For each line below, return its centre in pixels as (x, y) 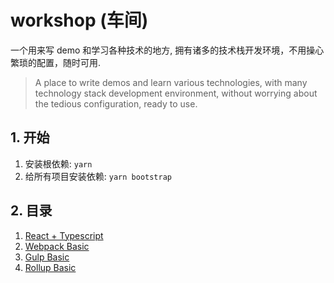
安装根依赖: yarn (58, 163)
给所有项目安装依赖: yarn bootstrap (98, 176)
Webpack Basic (57, 246)
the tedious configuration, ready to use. (116, 103)
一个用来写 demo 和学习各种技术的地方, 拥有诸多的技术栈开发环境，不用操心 (167, 50)
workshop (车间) (79, 20)
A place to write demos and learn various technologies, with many (171, 82)
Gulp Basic (47, 257)
